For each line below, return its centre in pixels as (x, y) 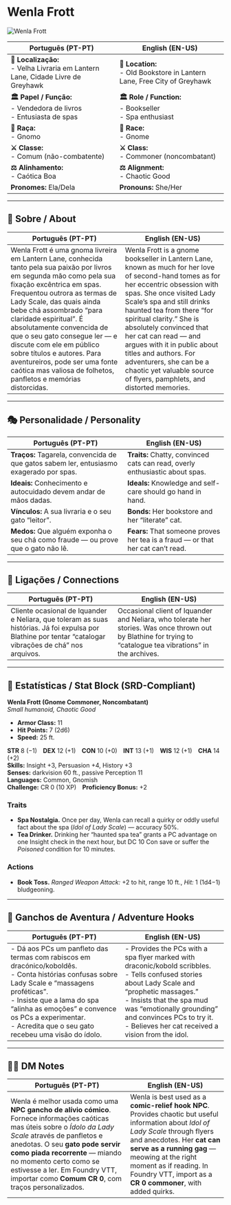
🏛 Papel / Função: (41, 97)
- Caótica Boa (33, 176)
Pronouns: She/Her (151, 187)
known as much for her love (170, 267)
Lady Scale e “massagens (52, 983)
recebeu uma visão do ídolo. (56, 1034)
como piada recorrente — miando (66, 1153)
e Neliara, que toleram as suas (59, 620)
